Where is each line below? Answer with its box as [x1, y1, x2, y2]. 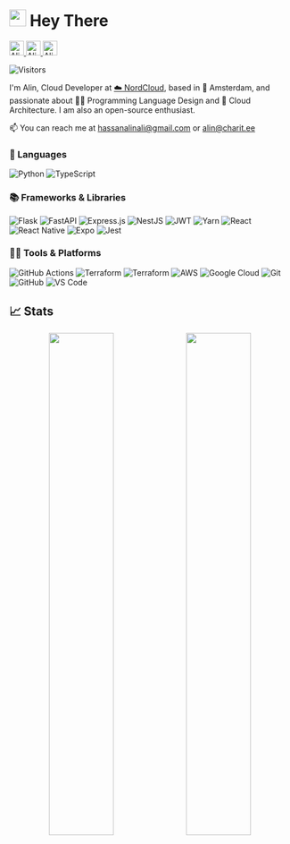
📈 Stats [9, 304, 54, 320]
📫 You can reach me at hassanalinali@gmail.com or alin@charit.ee [9, 122, 256, 133]
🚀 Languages [9, 148, 67, 160]
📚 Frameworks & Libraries [9, 192, 127, 204]
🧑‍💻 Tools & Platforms [9, 247, 102, 260]
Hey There [29, 11, 109, 31]
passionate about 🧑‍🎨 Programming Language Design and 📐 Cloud [9, 95, 252, 106]
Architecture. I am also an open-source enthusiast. [9, 104, 196, 115]
